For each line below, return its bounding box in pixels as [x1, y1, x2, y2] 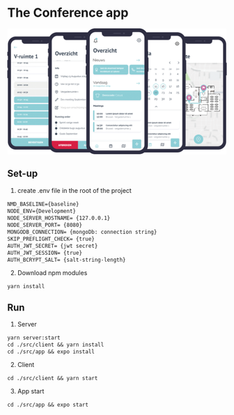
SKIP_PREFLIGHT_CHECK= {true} [7, 235, 95, 242]
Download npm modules [17, 268, 88, 276]
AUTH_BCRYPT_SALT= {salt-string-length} [7, 256, 127, 263]
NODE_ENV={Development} [7, 207, 77, 214]
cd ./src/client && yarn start [7, 375, 98, 382]
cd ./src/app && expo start [7, 402, 89, 409]
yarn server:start [7, 334, 61, 342]
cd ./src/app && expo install [7, 348, 95, 356]
